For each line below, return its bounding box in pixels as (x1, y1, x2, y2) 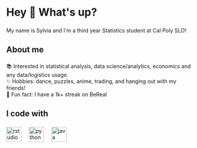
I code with (6, 108, 49, 119)
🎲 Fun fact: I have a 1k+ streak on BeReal (6, 91, 107, 98)
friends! (6, 84, 26, 92)
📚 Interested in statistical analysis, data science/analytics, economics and (6, 63, 191, 70)
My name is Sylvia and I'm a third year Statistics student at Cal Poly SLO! (6, 27, 187, 34)
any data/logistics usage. (6, 72, 69, 79)
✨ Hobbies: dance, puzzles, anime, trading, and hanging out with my (6, 78, 177, 85)
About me (6, 45, 44, 55)
